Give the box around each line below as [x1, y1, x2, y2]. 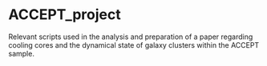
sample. [8, 49, 34, 58]
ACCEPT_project [8, 6, 122, 24]
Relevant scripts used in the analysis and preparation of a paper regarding [8, 32, 253, 41]
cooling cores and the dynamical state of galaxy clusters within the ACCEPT [8, 40, 260, 49]
